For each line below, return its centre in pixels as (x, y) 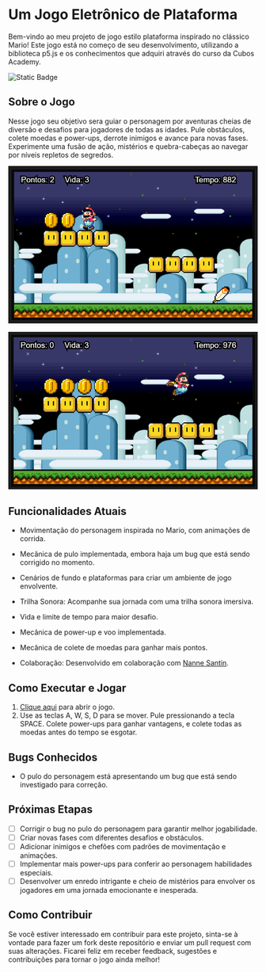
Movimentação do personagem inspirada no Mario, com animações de (135, 530)
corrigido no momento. (57, 562)
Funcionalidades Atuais (67, 511)
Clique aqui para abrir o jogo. (67, 707)
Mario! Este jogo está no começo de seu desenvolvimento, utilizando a (123, 44)
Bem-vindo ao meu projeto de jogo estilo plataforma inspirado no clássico (129, 36)
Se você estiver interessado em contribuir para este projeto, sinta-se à (123, 934)
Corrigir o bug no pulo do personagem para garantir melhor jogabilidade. (139, 829)
